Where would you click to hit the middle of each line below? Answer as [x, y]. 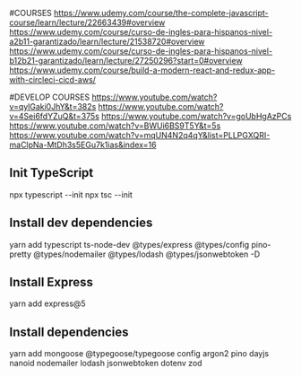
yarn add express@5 [48, 303]
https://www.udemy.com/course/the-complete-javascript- [161, 13]
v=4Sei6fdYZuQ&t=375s [55, 116]
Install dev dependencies [81, 223]
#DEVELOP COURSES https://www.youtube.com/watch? [113, 97]
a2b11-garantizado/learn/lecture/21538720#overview [107, 41]
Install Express [52, 282]
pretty [21, 254]
